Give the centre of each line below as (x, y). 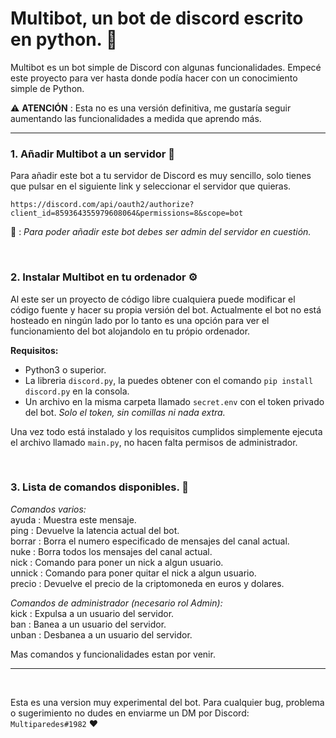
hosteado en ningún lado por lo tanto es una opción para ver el (140, 320)
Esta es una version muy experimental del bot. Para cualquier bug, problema (167, 702)
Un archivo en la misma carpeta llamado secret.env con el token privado (174, 401)
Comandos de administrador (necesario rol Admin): (116, 603)
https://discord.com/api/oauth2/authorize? (102, 205)
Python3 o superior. (65, 369)
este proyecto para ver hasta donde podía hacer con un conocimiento (154, 78)
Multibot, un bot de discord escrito (157, 18)
